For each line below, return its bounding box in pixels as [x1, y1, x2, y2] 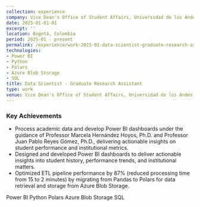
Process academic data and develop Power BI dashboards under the [14, 125, 183, 132]
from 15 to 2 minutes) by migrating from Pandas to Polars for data [14, 176, 176, 183]
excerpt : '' [6, 25, 36, 32]
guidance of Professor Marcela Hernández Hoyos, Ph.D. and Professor [14, 132, 189, 139]
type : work [6, 86, 33, 92]
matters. [14, 163, 36, 171]
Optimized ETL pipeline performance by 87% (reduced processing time [14, 169, 190, 177]
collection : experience [6, 8, 65, 15]
